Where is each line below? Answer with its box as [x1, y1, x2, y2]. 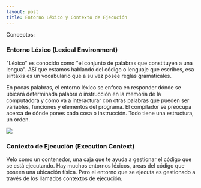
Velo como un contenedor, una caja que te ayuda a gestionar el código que [6, 156, 192, 163]
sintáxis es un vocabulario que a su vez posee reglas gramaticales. [6, 72, 172, 79]
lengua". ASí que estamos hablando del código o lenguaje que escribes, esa [6, 65, 194, 73]
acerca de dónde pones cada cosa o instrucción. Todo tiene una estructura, [6, 109, 194, 117]
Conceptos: [6, 31, 35, 38]
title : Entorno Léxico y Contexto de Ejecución [6, 14, 128, 20]
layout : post [6, 8, 39, 15]
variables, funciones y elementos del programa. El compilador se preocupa [6, 103, 192, 110]
